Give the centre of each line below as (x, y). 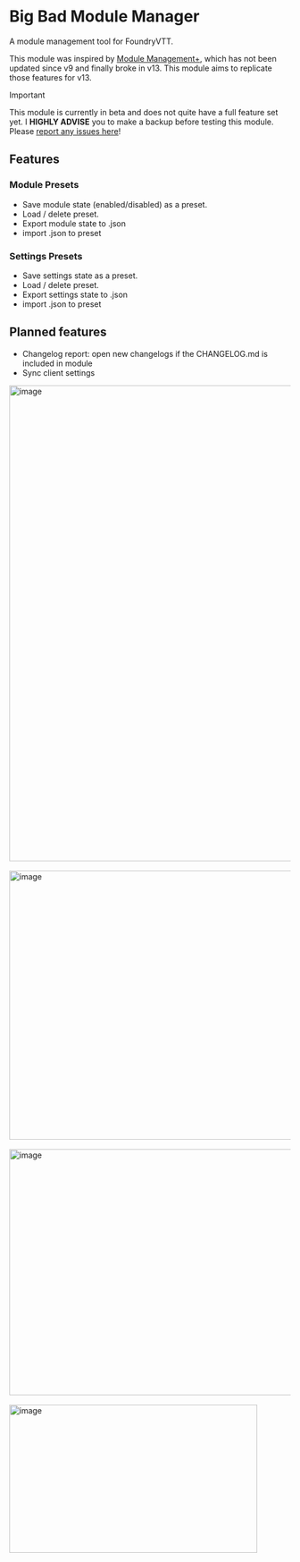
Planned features (58, 332)
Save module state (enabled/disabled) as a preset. (115, 204)
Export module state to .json (74, 223)
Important (27, 95)
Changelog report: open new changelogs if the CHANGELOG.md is (145, 353)
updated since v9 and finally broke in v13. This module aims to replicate (141, 68)
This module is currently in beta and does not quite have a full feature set (144, 112)
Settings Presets (46, 256)
